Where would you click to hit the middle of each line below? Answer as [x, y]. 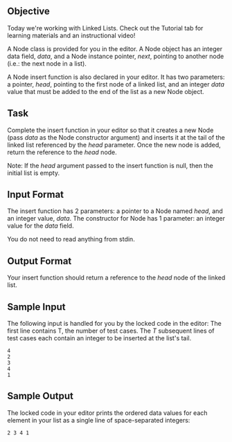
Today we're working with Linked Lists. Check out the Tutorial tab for [105, 28]
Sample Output [41, 396]
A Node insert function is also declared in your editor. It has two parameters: [116, 77]
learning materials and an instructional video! [71, 35]
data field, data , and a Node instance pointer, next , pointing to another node [116, 56]
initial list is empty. [34, 173]
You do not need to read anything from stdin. [71, 239]
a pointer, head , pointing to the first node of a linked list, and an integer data [116, 84]
